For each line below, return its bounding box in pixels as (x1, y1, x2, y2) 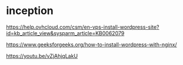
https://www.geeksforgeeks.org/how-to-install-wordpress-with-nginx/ (6, 41, 178, 48)
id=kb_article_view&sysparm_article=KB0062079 (6, 29, 125, 36)
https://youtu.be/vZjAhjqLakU (6, 52, 78, 59)
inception (6, 4, 54, 18)
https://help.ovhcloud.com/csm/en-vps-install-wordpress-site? (6, 23, 160, 30)
